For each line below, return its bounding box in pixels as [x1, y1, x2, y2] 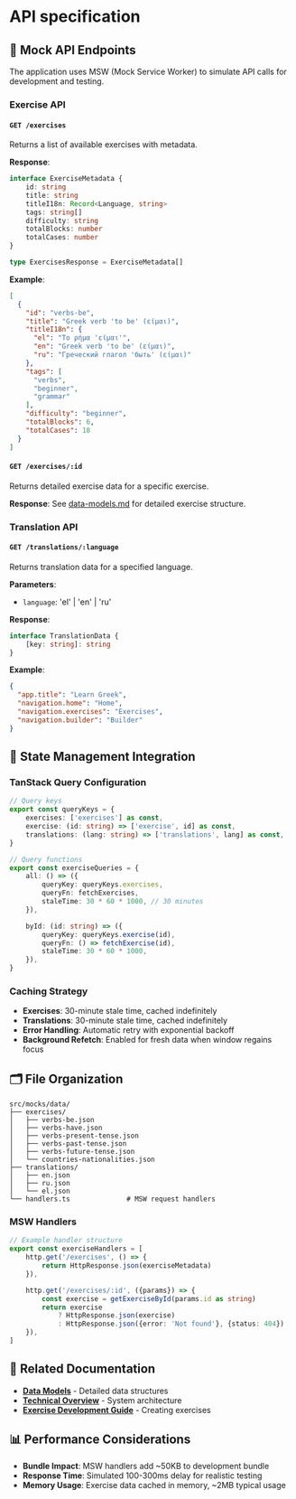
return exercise [42, 1303, 103, 1312]
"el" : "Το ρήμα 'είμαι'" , [32, 333, 131, 342]
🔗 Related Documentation [9, 1362, 156, 1377]
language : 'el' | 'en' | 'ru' [22, 596, 112, 607]
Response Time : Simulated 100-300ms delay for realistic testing [22, 1470, 263, 1481]
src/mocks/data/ [9, 1100, 70, 1109]
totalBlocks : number [25, 224, 103, 234]
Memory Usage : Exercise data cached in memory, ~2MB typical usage [22, 1479, 286, 1490]
